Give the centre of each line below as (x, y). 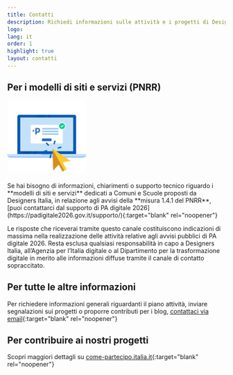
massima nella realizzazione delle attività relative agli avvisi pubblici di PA (112, 236)
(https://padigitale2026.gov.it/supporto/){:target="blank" (88, 215)
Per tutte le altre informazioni (72, 287)
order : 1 (20, 44)
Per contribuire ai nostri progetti (78, 340)
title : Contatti (31, 15)
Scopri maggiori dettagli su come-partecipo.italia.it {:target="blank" (103, 357)
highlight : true (31, 51)
